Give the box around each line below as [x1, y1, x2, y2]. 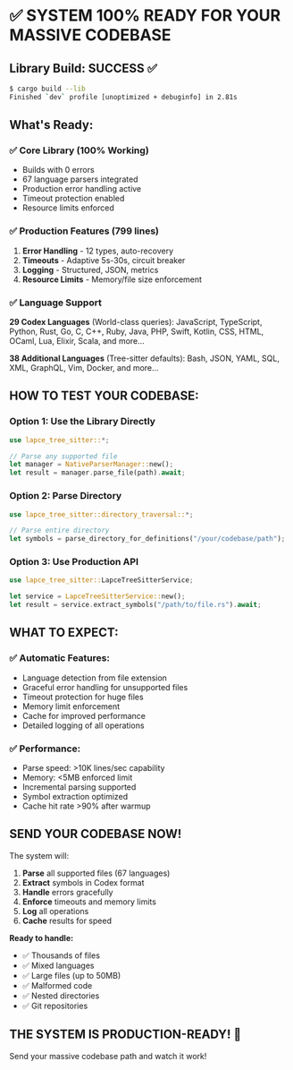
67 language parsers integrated [21, 174, 138, 184]
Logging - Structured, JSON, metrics [21, 264, 159, 275]
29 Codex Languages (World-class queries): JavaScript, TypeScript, [9, 317, 263, 328]
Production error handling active [21, 184, 142, 194]
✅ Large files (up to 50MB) [21, 970, 121, 980]
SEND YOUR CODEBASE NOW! [9, 826, 182, 842]
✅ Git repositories [21, 1000, 88, 1011]
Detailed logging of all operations [21, 720, 145, 731]
